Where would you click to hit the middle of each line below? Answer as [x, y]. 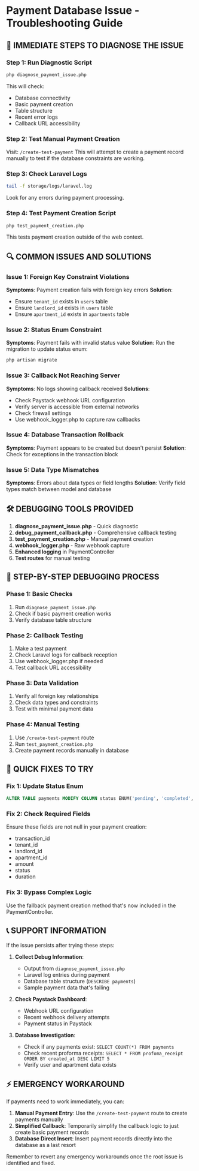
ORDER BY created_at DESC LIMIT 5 [67, 1059]
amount [24, 864]
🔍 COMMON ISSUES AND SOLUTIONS [79, 256]
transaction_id [32, 839]
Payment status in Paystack [58, 1024]
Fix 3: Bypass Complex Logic [49, 892]
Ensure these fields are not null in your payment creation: [76, 827]
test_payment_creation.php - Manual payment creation [84, 539]
